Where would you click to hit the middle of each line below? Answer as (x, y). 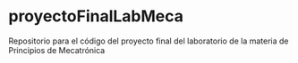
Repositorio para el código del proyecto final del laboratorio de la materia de (149, 41)
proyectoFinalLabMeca (96, 16)
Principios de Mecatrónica (57, 50)
